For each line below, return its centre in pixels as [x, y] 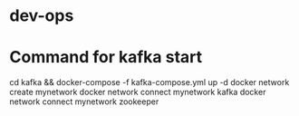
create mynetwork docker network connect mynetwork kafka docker [138, 92]
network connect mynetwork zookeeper [84, 101]
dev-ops [42, 16]
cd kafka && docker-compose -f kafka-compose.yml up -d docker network [149, 82]
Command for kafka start [106, 58]
